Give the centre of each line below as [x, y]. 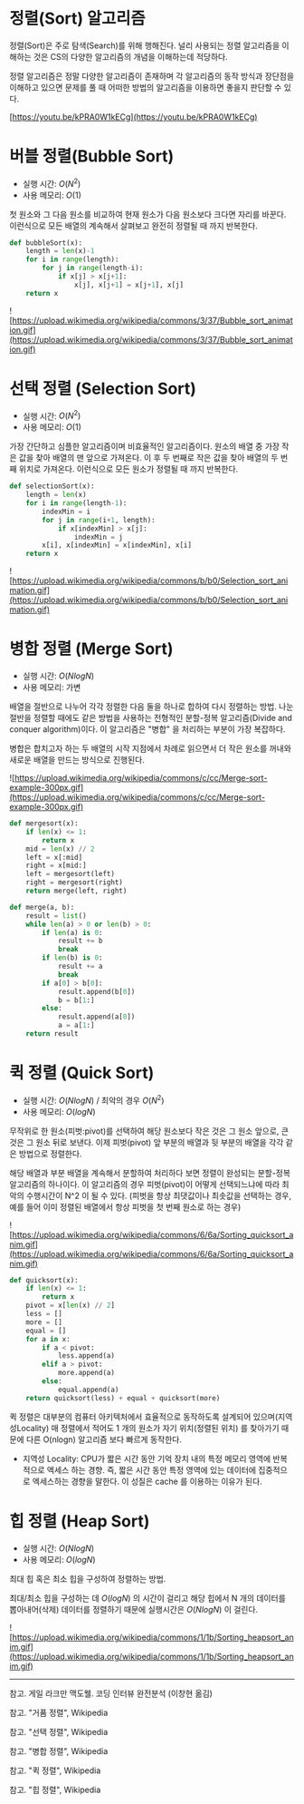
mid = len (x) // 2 [60, 849]
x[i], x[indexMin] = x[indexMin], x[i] [117, 545]
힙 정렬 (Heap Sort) [80, 1521]
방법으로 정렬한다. [50, 1154]
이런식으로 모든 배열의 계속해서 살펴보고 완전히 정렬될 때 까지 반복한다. [133, 225]
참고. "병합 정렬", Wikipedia [59, 1750]
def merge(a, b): [42, 907]
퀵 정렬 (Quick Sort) [82, 1073]
